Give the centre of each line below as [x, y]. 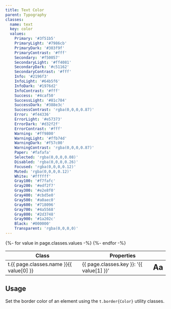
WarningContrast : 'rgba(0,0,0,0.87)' [54, 148]
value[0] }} [21, 270]
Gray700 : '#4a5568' [35, 209]
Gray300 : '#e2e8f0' [35, 191]
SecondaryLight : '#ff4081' [43, 62]
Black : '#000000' [33, 224]
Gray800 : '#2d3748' [35, 214]
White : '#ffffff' [33, 176]
